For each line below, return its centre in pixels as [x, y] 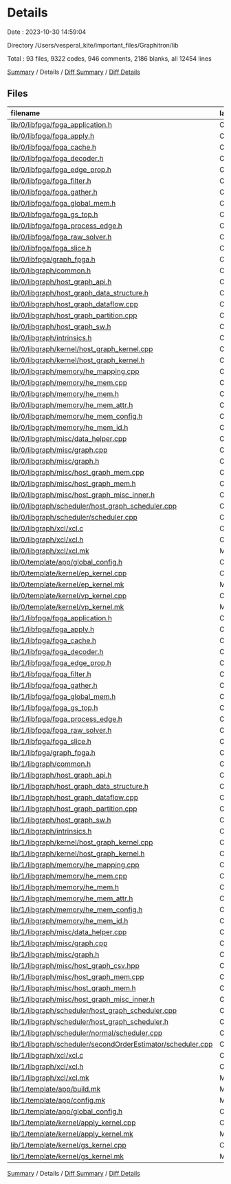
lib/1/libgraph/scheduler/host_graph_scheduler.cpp [94, 1010]
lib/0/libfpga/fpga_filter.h [51, 181]
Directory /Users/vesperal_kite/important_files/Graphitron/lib [93, 45]
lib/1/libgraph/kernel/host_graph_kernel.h [78, 854]
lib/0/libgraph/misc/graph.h [55, 461]
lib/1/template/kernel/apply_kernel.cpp [73, 1123]
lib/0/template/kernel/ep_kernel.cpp [69, 573]
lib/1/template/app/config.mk [58, 1100]
